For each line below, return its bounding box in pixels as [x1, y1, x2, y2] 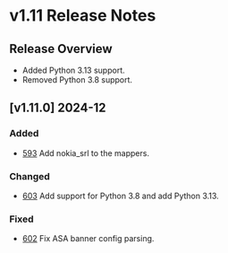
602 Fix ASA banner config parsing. [21, 233, 155, 244]
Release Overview [9, 41, 114, 57]
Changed [9, 170, 51, 182]
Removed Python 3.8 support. [21, 74, 132, 85]
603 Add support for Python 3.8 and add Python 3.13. [21, 190, 219, 201]
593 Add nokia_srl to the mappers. [21, 147, 150, 158]
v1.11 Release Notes [9, 5, 156, 26]
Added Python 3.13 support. [21, 65, 125, 75]
